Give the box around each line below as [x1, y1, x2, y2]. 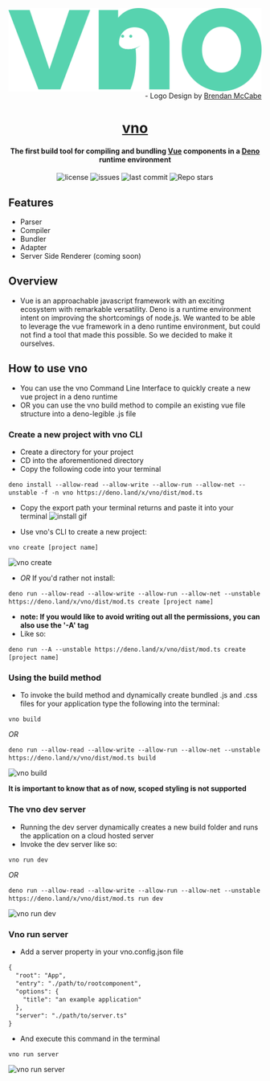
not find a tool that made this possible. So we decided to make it [19, 330, 233, 339]
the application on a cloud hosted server [19, 830, 154, 840]
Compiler [19, 226, 51, 235]
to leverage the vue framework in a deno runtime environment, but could [19, 321, 261, 331]
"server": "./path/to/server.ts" [15, 1011, 128, 1020]
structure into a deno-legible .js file [19, 408, 137, 418]
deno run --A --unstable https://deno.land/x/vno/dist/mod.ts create [8, 645, 247, 653]
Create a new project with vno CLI [8, 428, 143, 440]
